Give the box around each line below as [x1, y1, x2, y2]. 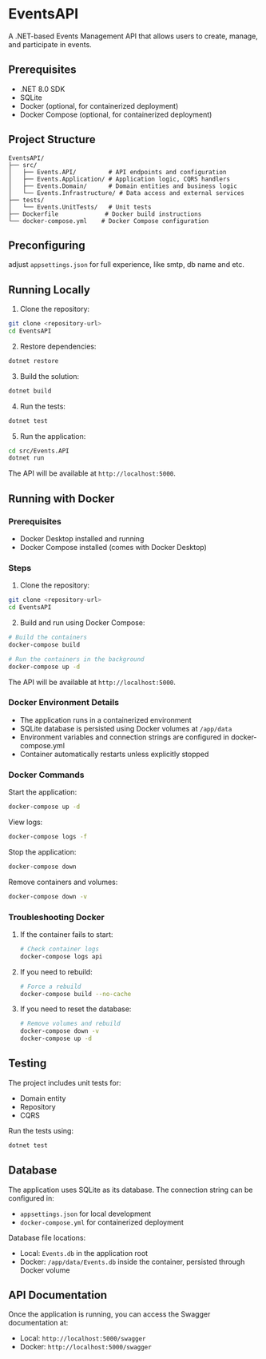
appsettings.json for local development [19, 1209, 152, 1218]
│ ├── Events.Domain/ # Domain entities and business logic [8, 181, 238, 190]
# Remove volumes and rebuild [19, 1020, 121, 1028]
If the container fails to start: [19, 929, 113, 939]
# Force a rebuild [19, 982, 81, 990]
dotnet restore [8, 357, 59, 365]
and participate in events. [8, 39, 92, 49]
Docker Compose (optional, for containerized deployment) [19, 110, 212, 119]
